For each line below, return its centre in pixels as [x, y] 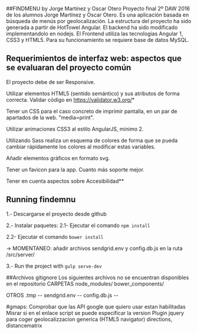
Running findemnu [41, 200]
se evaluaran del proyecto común [69, 68]
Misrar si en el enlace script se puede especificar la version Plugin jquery [95, 313]
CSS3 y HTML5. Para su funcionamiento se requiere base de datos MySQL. [98, 40]
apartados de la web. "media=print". [50, 117]
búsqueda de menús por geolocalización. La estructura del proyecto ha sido [99, 21]
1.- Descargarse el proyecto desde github [57, 214]
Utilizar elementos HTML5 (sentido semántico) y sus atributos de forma [93, 93]
